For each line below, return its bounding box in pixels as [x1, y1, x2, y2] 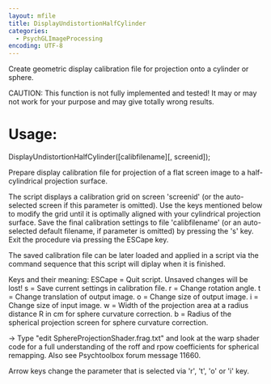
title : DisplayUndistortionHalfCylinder [8, 19, 147, 27]
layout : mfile [8, 11, 57, 20]
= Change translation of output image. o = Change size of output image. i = [8, 292, 259, 302]
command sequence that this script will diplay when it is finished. [8, 260, 226, 269]
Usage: [8, 125, 58, 144]
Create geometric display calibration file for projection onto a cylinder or [8, 64, 249, 74]
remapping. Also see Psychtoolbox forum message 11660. [8, 351, 201, 361]
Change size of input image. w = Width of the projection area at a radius [8, 301, 249, 310]
